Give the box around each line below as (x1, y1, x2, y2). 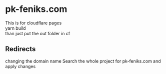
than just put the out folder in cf (5, 30, 70, 36)
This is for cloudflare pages (5, 20, 62, 26)
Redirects (5, 45, 36, 53)
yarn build (5, 25, 26, 31)
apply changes (5, 63, 36, 69)
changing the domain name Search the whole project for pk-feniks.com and (5, 58, 161, 64)
